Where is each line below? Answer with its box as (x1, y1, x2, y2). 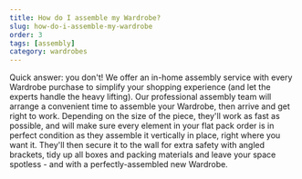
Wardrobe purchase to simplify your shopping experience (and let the (9, 82, 271, 93)
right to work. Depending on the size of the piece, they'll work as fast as (9, 111, 280, 122)
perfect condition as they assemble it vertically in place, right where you (9, 130, 281, 141)
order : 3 (9, 30, 43, 39)
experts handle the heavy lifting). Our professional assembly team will (9, 92, 272, 103)
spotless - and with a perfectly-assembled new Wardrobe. (9, 159, 228, 170)
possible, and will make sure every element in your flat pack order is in (9, 120, 275, 132)
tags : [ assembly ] (9, 38, 76, 48)
